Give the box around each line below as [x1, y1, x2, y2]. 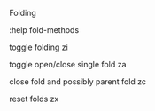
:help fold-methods [9, 25, 80, 35]
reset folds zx [9, 93, 59, 104]
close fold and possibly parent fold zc [9, 76, 147, 87]
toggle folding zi [9, 42, 68, 52]
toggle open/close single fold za [9, 59, 127, 69]
